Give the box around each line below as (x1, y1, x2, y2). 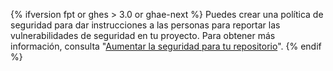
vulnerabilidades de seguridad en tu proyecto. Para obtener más (10, 30, 276, 41)
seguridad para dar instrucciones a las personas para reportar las (10, 19, 281, 31)
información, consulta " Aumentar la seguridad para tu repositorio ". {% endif (10, 40, 322, 52)
